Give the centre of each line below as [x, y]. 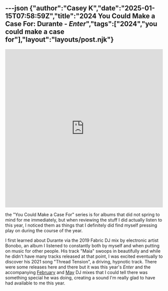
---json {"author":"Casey [46, 8]
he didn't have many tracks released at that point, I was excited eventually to [84, 256]
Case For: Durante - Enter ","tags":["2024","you [81, 24]
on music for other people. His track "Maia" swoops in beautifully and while [83, 251]
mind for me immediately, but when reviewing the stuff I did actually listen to [84, 220]
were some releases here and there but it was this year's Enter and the [78, 267]
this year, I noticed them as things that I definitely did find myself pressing [81, 225]
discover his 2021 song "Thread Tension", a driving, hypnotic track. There [81, 261]
